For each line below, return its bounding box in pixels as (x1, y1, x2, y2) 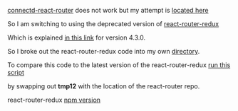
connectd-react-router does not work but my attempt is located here (7, 6, 209, 14)
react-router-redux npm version (7, 95, 101, 104)
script (7, 69, 25, 76)
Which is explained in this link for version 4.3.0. (7, 33, 146, 42)
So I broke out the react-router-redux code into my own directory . (7, 47, 200, 55)
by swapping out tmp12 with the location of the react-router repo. (7, 82, 200, 90)
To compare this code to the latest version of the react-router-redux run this (7, 61, 231, 69)
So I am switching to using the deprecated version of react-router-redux (7, 20, 219, 28)
